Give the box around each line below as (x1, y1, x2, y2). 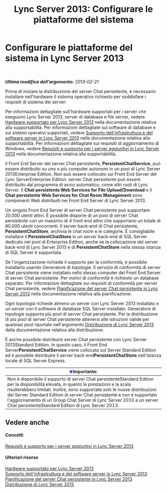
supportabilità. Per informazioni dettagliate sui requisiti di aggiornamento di (5, 140, 159, 146)
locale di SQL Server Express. (5, 357, 66, 364)
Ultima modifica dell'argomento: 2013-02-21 (5, 79, 99, 85)
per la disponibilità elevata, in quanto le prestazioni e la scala (7, 381, 131, 387)
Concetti (5, 432, 24, 438)
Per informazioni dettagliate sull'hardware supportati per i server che (5, 108, 147, 114)
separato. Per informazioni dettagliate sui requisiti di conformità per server (5, 280, 158, 286)
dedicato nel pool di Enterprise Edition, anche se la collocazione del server (5, 239, 158, 245)
